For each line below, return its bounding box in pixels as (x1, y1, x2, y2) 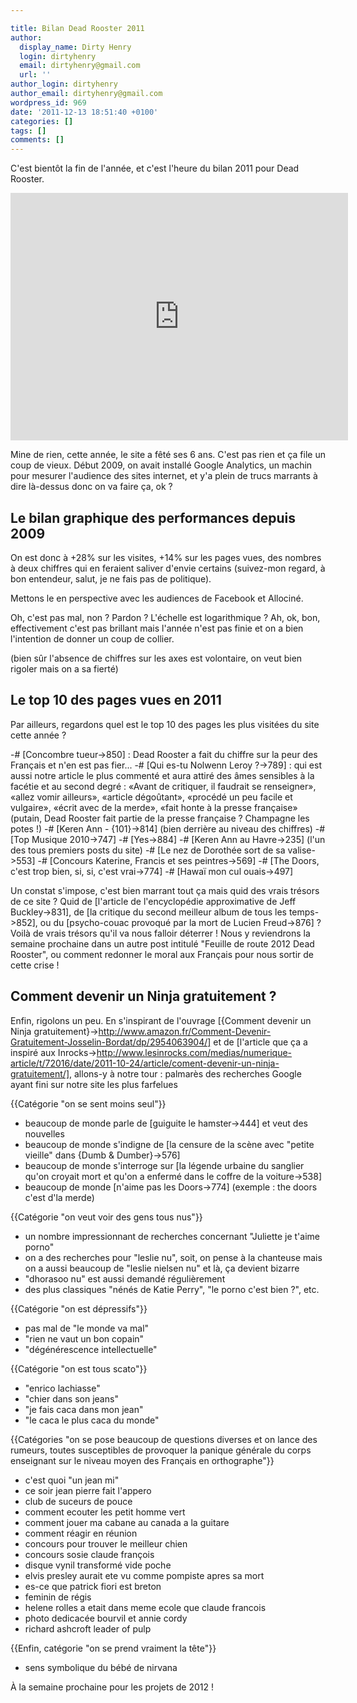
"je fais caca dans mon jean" (24, 1403, 144, 1415)
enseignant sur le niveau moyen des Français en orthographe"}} (10, 1454, 275, 1466)
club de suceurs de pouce (24, 1495, 133, 1507)
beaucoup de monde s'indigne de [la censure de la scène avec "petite (24, 1138, 315, 1150)
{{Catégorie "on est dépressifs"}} (10, 1302, 148, 1315)
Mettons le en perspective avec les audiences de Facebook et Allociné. (10, 592, 304, 604)
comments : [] (10, 135, 65, 145)
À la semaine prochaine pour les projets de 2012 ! (10, 1681, 215, 1693)
